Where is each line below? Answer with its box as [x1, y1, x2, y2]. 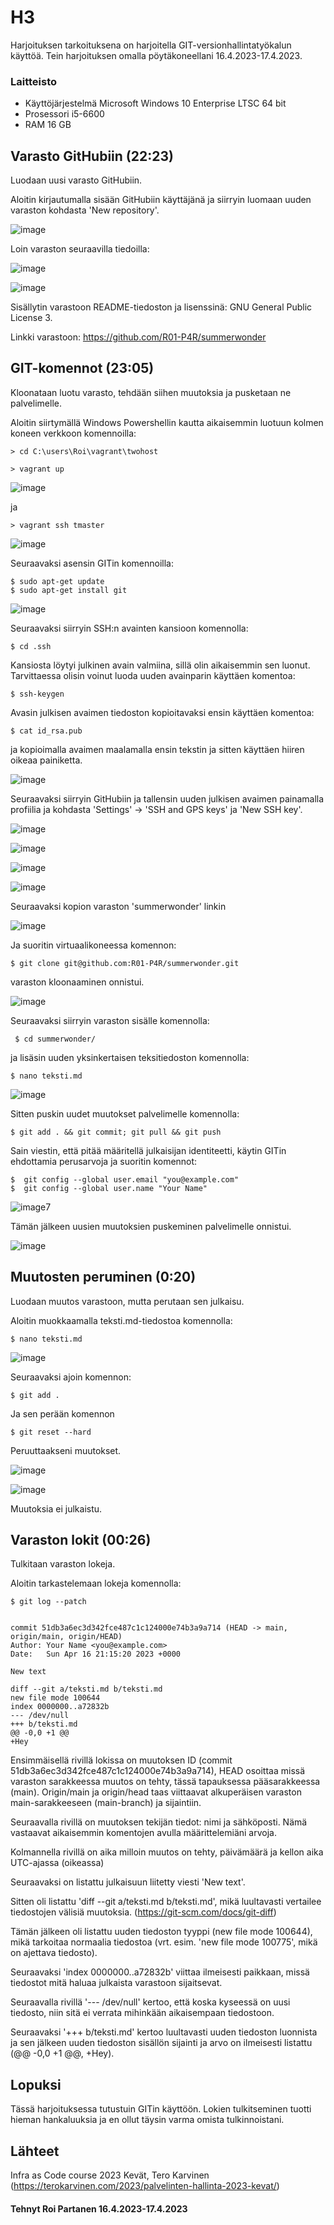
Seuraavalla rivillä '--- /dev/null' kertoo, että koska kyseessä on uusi [10, 1996, 291, 2008]
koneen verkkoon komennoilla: [10, 427, 137, 439]
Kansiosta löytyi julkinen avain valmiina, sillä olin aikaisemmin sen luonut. [10, 659, 311, 671]
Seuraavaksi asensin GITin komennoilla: [10, 557, 174, 569]
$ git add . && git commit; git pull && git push [10, 1127, 222, 1137]
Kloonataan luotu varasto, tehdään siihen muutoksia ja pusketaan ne [10, 386, 292, 398]
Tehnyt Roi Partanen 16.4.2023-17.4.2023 [10, 2202, 188, 2215]
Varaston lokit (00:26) [10, 1532, 152, 1549]
